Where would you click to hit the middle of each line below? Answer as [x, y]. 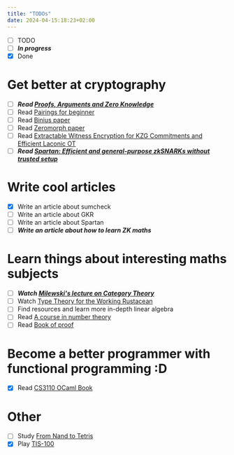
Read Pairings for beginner [56, 112]
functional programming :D [87, 369]
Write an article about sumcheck [64, 206]
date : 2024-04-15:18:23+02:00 [51, 20]
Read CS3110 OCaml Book [55, 388]
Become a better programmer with [109, 353]
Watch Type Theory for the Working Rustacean [85, 301]
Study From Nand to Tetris [55, 436]
